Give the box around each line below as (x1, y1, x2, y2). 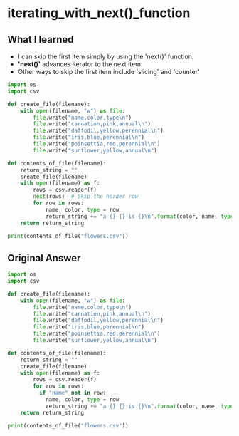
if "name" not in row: (38, 390, 107, 397)
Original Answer (7, 251, 81, 264)
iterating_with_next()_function (7, 5, 191, 21)
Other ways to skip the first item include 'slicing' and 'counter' (17, 68, 201, 76)
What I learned (7, 33, 74, 46)
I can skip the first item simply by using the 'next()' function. (17, 52, 194, 61)
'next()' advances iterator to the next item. (17, 60, 143, 68)
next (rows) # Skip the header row (33, 193, 139, 200)
